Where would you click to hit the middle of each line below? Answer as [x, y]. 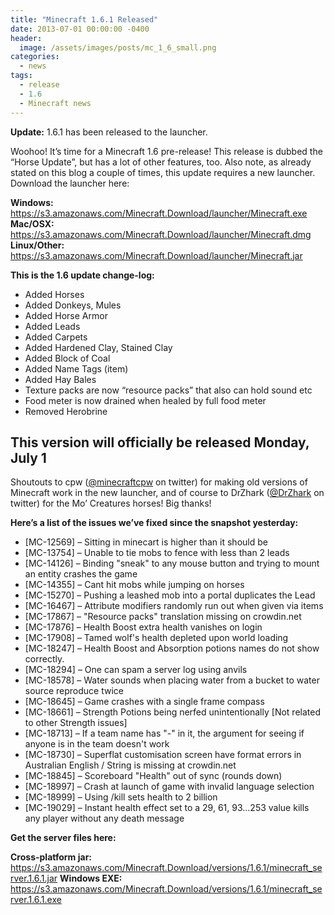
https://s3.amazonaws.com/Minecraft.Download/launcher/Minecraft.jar [156, 255]
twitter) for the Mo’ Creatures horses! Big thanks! [111, 503]
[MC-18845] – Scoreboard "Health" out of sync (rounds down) [153, 776]
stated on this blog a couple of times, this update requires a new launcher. [163, 172]
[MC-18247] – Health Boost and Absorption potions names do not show [172, 648]
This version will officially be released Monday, [160, 442]
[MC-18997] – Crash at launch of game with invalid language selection [169, 787]
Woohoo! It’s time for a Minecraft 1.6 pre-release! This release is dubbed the [166, 151]
